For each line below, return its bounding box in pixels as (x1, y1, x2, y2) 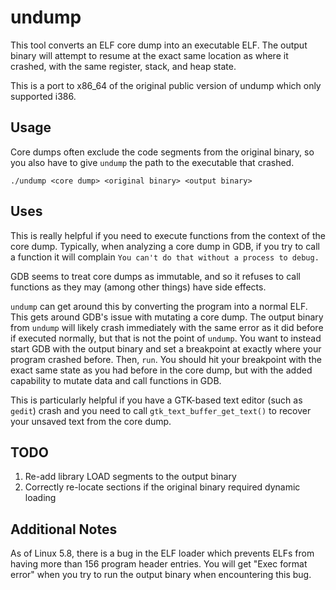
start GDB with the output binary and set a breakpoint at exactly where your (10, 342, 322, 355)
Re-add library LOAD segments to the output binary (24, 471, 237, 483)
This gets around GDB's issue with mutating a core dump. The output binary (10, 311, 324, 323)
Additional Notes (10, 521, 118, 538)
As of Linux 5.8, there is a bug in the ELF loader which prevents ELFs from (10, 547, 315, 560)
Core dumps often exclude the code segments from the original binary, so (10, 146, 315, 158)
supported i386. (10, 90, 77, 102)
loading (24, 492, 57, 504)
